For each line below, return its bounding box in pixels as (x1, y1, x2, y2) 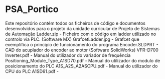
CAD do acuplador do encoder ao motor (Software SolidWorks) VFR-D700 (5, 47, 159, 53)
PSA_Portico (5, 4, 59, 15)
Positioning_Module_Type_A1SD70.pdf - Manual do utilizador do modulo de (5, 57, 160, 63)
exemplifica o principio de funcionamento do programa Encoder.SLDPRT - (5, 41, 159, 47)
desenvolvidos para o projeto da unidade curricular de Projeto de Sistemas (5, 25, 160, 31)
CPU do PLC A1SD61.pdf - (5, 68, 59, 74)
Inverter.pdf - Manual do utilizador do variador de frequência (5, 52, 131, 58)
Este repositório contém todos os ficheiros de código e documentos (5, 20, 145, 26)
